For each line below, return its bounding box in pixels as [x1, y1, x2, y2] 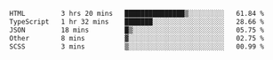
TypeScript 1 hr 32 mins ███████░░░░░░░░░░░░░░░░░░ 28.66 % [9, 17, 265, 26]
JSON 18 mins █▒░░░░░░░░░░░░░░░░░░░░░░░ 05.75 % [9, 26, 265, 34]
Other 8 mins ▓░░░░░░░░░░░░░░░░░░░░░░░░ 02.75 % [9, 34, 265, 42]
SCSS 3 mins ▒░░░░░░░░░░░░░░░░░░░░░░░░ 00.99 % [9, 41, 265, 51]
